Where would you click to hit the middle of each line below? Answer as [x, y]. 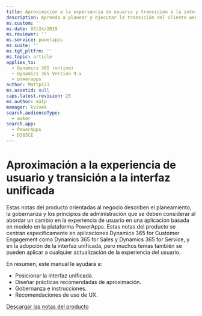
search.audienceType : [33, 113]
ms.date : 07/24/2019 [32, 29]
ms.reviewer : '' [26, 34]
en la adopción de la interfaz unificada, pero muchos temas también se [94, 245]
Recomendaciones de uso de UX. [56, 295]
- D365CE [23, 135]
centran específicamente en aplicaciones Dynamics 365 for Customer [93, 233]
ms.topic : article [29, 57]
